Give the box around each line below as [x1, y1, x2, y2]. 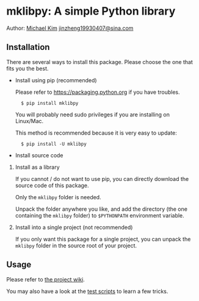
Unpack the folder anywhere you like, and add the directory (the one [15, 205, 188, 213]
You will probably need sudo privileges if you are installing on [15, 111, 170, 118]
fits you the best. [6, 65, 49, 72]
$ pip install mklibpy [21, 100, 79, 106]
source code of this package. [15, 182, 90, 189]
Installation [6, 42, 50, 52]
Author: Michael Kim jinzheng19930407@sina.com [6, 24, 134, 32]
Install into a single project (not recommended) [15, 224, 133, 231]
